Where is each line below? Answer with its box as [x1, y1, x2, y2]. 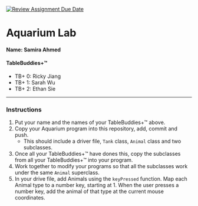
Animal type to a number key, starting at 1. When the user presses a [14, 182, 179, 189]
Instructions [6, 105, 42, 113]
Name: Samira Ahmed [6, 46, 61, 53]
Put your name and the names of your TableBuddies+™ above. [14, 119, 166, 126]
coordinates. [14, 194, 45, 201]
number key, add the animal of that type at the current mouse [14, 188, 164, 195]
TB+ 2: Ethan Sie [14, 85, 56, 92]
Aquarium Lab [6, 27, 77, 40]
